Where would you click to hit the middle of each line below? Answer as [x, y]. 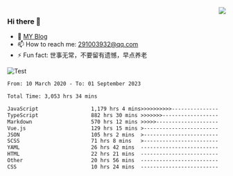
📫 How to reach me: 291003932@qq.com [78, 44]
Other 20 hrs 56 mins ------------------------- [113, 161]
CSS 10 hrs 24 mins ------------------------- [113, 167]
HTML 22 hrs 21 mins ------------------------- [113, 154]
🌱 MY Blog [32, 37]
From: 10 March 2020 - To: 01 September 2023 [74, 84]
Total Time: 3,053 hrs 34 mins [52, 96]
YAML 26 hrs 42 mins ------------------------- [113, 148]
